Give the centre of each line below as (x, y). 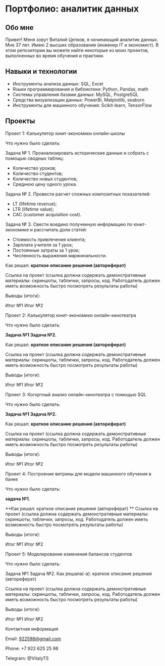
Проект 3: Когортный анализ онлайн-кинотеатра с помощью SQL (76, 394)
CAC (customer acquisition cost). (47, 214)
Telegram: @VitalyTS (27, 658)
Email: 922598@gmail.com (33, 638)
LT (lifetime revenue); (35, 204)
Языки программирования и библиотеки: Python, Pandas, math (80, 89)
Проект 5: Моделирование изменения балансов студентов (69, 554)
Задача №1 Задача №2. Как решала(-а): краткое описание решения (79, 574)
